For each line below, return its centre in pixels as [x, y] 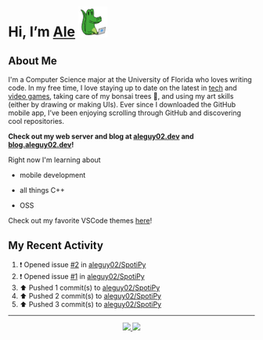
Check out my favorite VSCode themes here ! [80, 221]
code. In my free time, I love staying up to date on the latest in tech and [122, 88]
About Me [32, 61]
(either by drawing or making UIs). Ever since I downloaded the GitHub [122, 105]
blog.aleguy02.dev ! [41, 145]
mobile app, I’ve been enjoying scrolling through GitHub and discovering [124, 113]
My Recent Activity [56, 245]
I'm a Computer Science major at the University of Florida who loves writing [130, 80]
